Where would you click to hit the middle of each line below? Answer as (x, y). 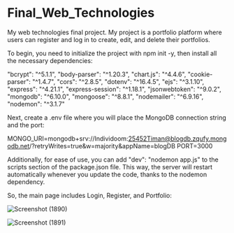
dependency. (26, 182)
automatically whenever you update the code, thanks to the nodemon (107, 174)
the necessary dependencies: (50, 60)
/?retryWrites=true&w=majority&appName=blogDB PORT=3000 (121, 146)
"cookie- (200, 74)
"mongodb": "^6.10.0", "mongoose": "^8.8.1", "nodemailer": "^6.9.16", (105, 97)
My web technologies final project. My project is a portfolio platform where (115, 32)
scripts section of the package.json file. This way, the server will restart (110, 167)
